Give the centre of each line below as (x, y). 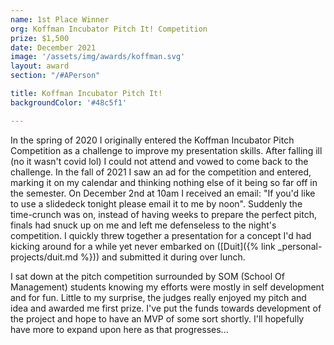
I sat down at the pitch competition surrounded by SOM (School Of (147, 276)
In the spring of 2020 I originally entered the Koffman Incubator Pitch (152, 140)
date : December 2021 (53, 47)
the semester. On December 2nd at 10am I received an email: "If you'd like (163, 193)
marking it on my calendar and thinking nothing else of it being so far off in (164, 182)
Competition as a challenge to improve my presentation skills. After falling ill (166, 150)
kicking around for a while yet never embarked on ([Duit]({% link (143, 246)
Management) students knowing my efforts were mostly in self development (167, 287)
